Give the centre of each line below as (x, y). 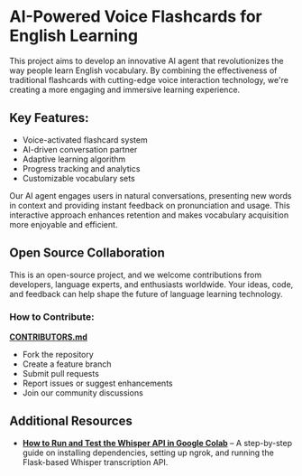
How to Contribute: (52, 317)
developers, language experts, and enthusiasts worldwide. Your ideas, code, (151, 284)
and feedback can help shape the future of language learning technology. (146, 294)
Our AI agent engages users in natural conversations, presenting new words (151, 195)
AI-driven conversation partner (80, 149)
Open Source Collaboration (87, 253)
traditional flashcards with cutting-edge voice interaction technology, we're (149, 79)
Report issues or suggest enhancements (97, 383)
